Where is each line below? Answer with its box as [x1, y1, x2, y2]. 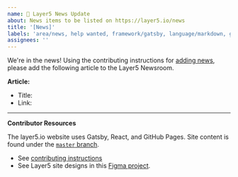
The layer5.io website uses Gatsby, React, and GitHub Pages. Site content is [7, 132, 229, 142]
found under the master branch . [7, 140, 99, 149]
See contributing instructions [17, 154, 103, 163]
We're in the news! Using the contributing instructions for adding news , [7, 56, 215, 64]
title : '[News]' [7, 23, 55, 30]
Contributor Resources [7, 119, 76, 127]
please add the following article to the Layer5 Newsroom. [7, 64, 175, 72]
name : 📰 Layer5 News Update [7, 10, 91, 18]
